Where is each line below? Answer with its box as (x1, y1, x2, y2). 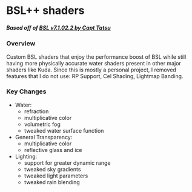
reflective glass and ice (24, 146, 82, 153)
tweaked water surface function (24, 127, 104, 134)
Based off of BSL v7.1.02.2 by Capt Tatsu (6, 24, 111, 31)
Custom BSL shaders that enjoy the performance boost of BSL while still (6, 53, 187, 61)
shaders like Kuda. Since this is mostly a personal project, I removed (6, 66, 177, 73)
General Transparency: (15, 133, 73, 141)
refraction (24, 107, 49, 115)
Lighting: (15, 153, 38, 160)
